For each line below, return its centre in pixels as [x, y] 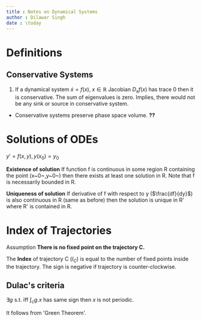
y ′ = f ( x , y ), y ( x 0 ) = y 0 [33, 157]
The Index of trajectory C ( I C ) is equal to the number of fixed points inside [97, 259]
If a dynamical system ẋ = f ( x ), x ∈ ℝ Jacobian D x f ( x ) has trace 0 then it [104, 90]
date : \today [24, 23]
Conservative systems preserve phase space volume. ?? [85, 115]
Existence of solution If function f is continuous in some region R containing [100, 169]
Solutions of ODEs [52, 139]
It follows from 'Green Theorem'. [46, 313]
